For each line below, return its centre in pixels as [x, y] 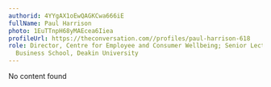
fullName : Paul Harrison [50, 23]
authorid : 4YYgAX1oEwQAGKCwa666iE [67, 16]
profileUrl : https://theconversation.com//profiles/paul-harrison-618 [129, 38]
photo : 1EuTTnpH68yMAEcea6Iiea [61, 31]
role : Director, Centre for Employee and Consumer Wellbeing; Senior [128, 46]
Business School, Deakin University [77, 53]
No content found [38, 76]
